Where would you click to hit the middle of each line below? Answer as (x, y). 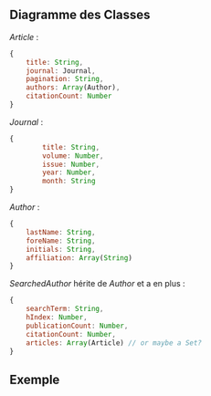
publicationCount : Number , (77, 326)
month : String (69, 182)
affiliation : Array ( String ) (79, 258)
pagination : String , (65, 79)
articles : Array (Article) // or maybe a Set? (114, 343)
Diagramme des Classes (80, 15)
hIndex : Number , (57, 318)
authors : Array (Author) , (73, 88)
